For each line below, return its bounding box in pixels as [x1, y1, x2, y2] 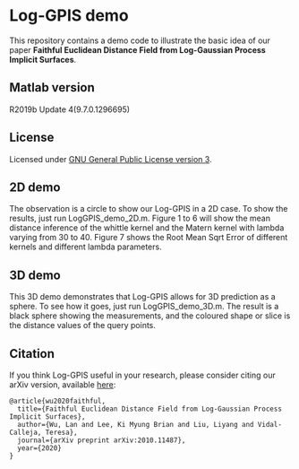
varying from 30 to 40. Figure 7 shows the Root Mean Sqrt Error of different [9, 232, 288, 243]
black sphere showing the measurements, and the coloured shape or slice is [9, 310, 291, 321]
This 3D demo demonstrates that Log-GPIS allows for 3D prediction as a [9, 291, 276, 302]
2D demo [9, 179, 61, 195]
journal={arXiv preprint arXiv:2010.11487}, [17, 436, 186, 445]
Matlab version [9, 80, 96, 95]
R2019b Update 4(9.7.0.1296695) [9, 104, 131, 115]
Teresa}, [45, 428, 78, 437]
